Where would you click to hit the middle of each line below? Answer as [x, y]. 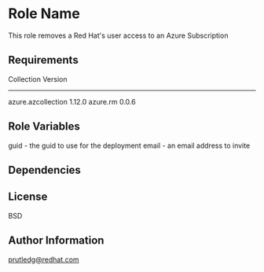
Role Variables [44, 127]
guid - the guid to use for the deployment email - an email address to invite [129, 145]
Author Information [56, 241]
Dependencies [44, 170]
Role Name [44, 14]
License [28, 197]
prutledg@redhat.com [44, 259]
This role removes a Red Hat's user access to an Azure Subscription [118, 35]
